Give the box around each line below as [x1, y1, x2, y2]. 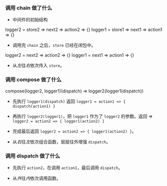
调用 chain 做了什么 [5, 4, 52, 11]
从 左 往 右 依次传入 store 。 [12, 62, 65, 68]
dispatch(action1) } [12, 104, 55, 109]
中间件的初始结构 [12, 16, 48, 23]
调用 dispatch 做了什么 [5, 152, 60, 159]
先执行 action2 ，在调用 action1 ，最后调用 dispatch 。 [12, 165, 123, 171]
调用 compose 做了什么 [5, 76, 61, 83]
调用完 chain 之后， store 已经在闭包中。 [12, 42, 96, 48]
